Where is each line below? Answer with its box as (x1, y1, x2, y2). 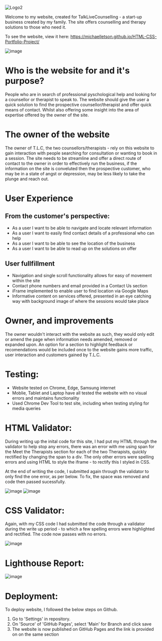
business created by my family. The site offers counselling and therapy (5, 19, 146, 25)
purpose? (5, 76, 44, 87)
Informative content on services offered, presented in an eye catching (12, 293, 151, 299)
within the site (12, 278, 40, 283)
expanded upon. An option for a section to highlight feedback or (5, 342, 133, 347)
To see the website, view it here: (5, 34, 70, 39)
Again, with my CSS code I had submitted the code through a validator (5, 521, 145, 527)
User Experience (5, 193, 74, 204)
